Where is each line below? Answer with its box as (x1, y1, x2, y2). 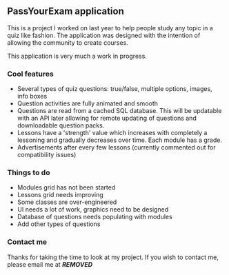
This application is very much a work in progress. (7, 52, 147, 60)
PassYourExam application (7, 6, 124, 17)
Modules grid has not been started (17, 183, 116, 192)
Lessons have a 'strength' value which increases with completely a (17, 129, 208, 137)
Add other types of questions (17, 220, 101, 228)
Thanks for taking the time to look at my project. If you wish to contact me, (7, 253, 219, 261)
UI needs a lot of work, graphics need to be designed (17, 205, 169, 214)
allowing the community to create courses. (7, 38, 129, 47)
